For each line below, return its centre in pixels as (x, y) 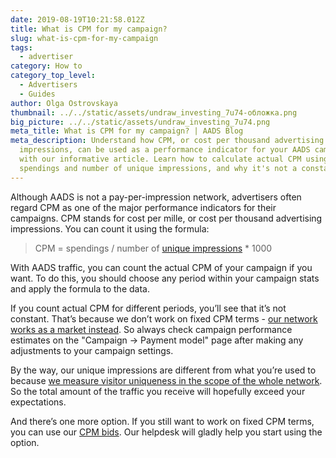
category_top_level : (53, 76)
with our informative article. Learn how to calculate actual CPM (160, 159)
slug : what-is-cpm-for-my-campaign (84, 38)
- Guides (37, 94)
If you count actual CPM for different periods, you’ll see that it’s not (148, 308)
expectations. (38, 402)
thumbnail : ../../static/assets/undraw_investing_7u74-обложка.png (154, 112)
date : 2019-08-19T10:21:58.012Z (77, 19)
